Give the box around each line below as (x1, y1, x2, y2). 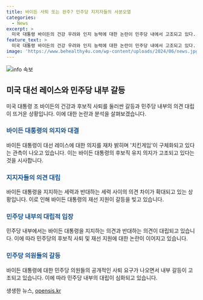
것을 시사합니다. (6, 156, 44, 164)
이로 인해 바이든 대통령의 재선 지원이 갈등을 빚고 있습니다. (28, 196, 164, 203)
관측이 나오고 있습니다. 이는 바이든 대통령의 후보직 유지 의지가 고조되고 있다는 (12, 149, 195, 156)
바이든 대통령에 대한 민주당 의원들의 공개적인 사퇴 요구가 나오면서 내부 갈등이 (6, 266, 187, 273)
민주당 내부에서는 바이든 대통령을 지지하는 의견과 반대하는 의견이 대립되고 (6, 227, 179, 235)
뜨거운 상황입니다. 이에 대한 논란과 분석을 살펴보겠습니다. (12, 110, 147, 117)
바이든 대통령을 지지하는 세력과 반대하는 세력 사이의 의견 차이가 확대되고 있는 (6, 188, 187, 196)
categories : (6, 15, 36, 21)
